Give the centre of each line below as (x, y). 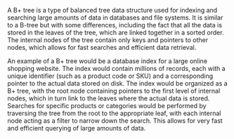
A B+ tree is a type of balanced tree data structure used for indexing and (112, 10)
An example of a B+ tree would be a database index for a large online (108, 61)
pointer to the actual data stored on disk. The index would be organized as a (117, 83)
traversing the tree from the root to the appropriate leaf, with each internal (114, 113)
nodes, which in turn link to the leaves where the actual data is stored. (109, 98)
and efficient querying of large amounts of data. (77, 128)
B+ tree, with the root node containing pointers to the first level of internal (114, 91)
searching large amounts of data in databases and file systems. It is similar (115, 18)
